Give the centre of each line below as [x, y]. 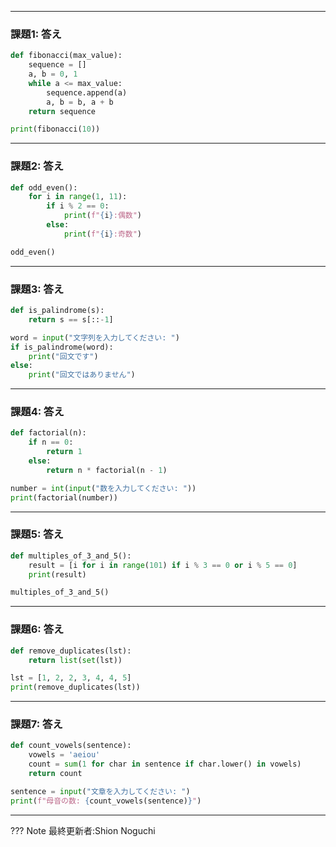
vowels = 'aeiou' [64, 755]
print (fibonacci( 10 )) [55, 129]
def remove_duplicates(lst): [71, 651]
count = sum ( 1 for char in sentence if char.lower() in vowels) [165, 764]
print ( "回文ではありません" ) [82, 375]
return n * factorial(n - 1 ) [107, 470]
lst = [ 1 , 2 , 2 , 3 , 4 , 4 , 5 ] [71, 678]
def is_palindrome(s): [57, 311]
